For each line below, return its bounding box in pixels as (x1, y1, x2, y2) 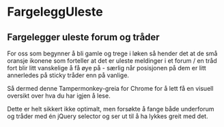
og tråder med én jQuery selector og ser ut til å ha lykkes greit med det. (7, 112, 208, 120)
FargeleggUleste (7, 4, 104, 20)
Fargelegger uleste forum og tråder (7, 31, 160, 43)
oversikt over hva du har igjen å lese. (7, 91, 111, 100)
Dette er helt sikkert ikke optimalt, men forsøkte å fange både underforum (7, 105, 214, 113)
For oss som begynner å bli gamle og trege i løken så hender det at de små (7, 49, 218, 57)
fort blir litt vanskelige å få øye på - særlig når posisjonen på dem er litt (7, 64, 206, 72)
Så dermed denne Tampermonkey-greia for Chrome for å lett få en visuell (7, 85, 214, 92)
